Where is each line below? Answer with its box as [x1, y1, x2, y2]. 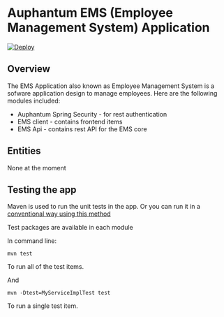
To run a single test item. [7, 302, 78, 310]
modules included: [7, 96, 61, 105]
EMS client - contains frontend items [17, 117, 123, 126]
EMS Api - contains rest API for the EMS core [17, 124, 148, 133]
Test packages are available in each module [7, 223, 134, 232]
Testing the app [7, 184, 77, 196]
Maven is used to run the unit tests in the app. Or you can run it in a [7, 202, 201, 211]
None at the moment [7, 163, 66, 172]
